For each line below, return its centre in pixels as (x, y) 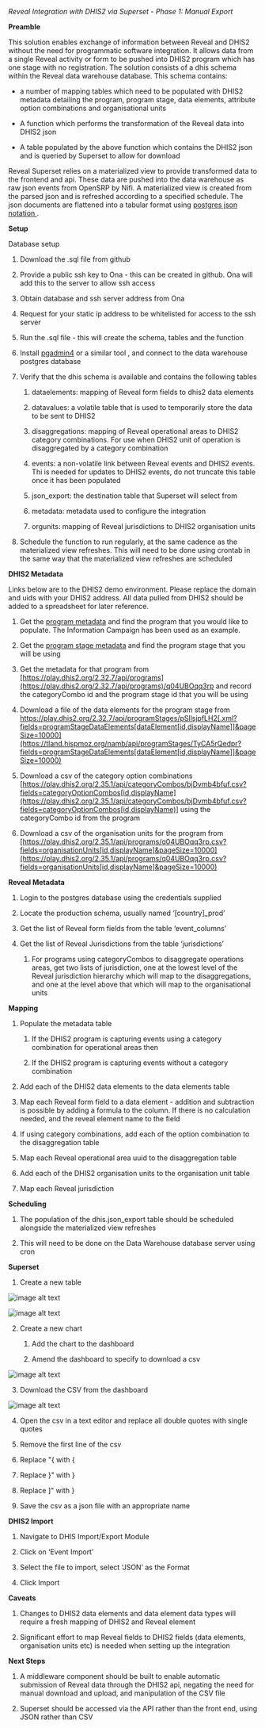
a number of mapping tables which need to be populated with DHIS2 (131, 91)
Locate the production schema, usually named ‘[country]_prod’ (122, 913)
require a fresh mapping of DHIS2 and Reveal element (108, 1622)
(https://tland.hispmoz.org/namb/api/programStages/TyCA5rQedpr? (131, 743)
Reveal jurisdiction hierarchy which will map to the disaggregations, (141, 976)
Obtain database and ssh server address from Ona (102, 298)
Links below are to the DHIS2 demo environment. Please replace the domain (132, 589)
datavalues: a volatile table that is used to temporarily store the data (142, 407)
